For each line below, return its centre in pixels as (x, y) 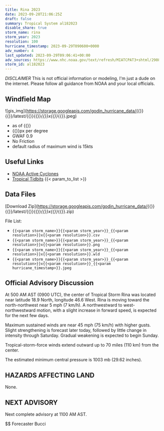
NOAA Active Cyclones (35, 174)
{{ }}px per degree (30, 131)
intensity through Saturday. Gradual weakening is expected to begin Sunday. (82, 336)
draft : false (18, 19)
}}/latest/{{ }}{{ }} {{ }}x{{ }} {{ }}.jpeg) (43, 116)
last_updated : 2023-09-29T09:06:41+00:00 (48, 55)
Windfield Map (28, 99)
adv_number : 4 (20, 51)
